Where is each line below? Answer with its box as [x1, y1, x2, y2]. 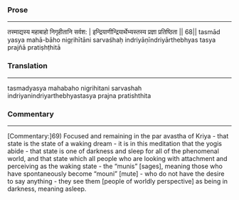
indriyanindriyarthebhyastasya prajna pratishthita [7, 91, 152, 100]
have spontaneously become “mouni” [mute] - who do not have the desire [7, 169, 225, 178]
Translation [7, 61, 48, 71]
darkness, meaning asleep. [7, 184, 87, 193]
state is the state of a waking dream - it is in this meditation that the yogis [7, 139, 223, 148]
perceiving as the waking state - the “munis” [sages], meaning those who [7, 162, 223, 170]
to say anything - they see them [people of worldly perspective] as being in [7, 177, 228, 185]
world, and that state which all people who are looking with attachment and [7, 154, 228, 162]
